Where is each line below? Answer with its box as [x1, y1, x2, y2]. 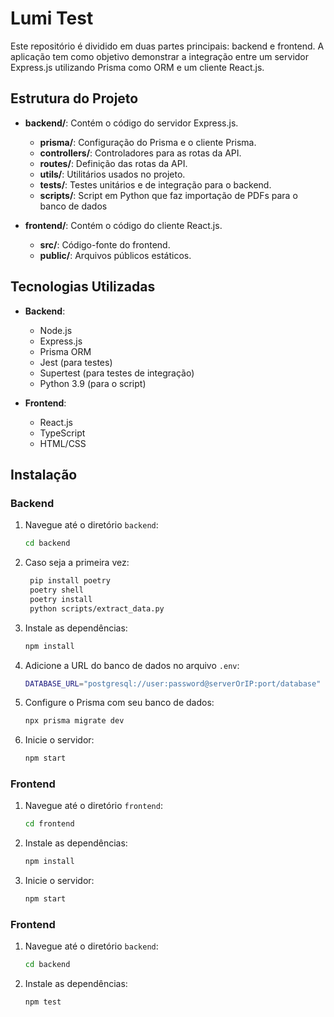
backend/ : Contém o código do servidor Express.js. [24, 117, 239, 129]
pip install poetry [29, 576, 111, 586]
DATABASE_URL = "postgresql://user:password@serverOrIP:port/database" [24, 678, 322, 689]
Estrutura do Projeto [10, 90, 139, 107]
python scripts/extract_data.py [29, 603, 165, 614]
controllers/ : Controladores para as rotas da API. [39, 147, 242, 159]
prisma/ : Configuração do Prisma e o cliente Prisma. [39, 136, 257, 148]
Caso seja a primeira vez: [24, 557, 130, 569]
